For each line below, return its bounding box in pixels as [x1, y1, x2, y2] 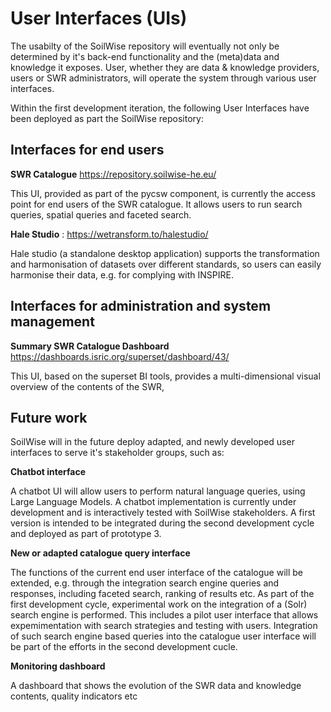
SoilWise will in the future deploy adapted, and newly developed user [10, 436, 295, 448]
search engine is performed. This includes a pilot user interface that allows [10, 609, 319, 621]
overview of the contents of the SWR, [10, 380, 165, 392]
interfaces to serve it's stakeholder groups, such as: [10, 447, 225, 459]
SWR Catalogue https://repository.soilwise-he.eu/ [10, 168, 217, 180]
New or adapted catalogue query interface [10, 547, 191, 559]
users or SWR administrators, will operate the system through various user [10, 72, 317, 84]
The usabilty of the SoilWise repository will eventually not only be [10, 40, 280, 52]
